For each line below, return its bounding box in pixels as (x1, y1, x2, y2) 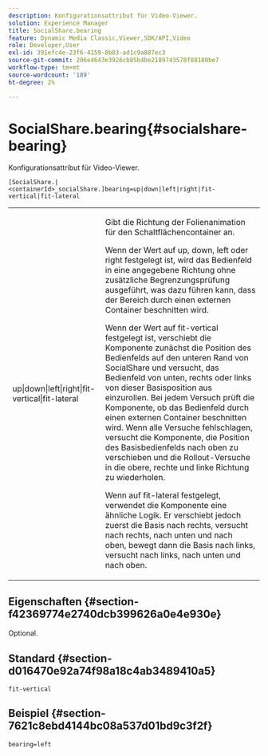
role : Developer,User (8, 41, 81, 49)
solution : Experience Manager (8, 19, 109, 27)
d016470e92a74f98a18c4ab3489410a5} (8, 663, 216, 678)
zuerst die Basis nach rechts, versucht (104, 520, 249, 531)
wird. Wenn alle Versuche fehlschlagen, (104, 422, 253, 433)
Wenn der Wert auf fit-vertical (104, 322, 219, 333)
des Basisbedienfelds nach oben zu (104, 442, 239, 453)
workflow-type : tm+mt (8, 64, 81, 72)
